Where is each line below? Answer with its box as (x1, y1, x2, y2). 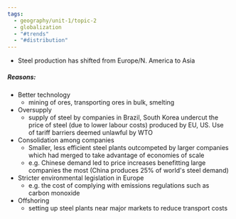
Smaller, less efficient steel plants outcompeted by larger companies (28, 144, 229, 152)
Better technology (17, 90, 71, 100)
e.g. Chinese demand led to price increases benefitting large (28, 159, 206, 167)
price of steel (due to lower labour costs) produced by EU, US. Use (28, 121, 224, 129)
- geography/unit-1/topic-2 (14, 17, 97, 24)
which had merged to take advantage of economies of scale (28, 151, 205, 160)
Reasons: (7, 73, 36, 81)
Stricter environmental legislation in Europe (17, 173, 144, 182)
